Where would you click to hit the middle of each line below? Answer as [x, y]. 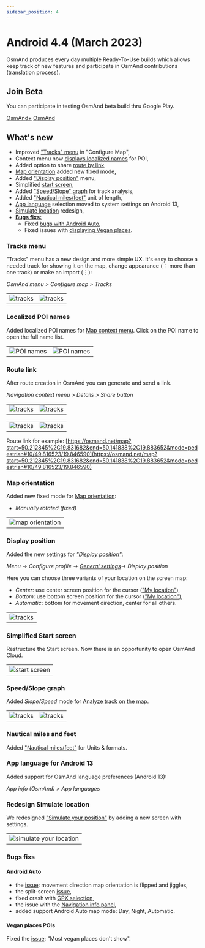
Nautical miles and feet [41, 734]
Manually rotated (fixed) [46, 508]
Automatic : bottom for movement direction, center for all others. [96, 603]
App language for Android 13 [50, 763]
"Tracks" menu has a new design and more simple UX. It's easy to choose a [102, 259]
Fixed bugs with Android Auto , [62, 224]
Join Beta [25, 92]
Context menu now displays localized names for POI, [82, 159]
